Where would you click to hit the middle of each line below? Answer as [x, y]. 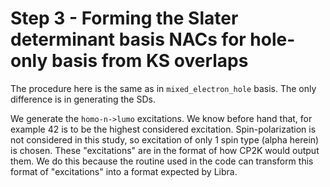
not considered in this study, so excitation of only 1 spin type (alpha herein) [165, 139]
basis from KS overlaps [150, 61]
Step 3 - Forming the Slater [124, 18]
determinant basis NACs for [128, 39]
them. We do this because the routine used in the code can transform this [162, 161]
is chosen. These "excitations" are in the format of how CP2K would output [165, 150]
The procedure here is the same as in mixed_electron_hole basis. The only [163, 88]
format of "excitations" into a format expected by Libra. [124, 171]
